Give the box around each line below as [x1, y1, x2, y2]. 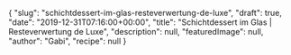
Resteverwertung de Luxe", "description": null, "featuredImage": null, [8, 27, 264, 36]
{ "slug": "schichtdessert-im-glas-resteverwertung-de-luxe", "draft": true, [8, 8, 283, 18]
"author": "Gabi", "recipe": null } [8, 35, 127, 46]
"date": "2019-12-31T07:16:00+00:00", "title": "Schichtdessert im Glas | [8, 17, 272, 27]
